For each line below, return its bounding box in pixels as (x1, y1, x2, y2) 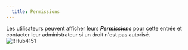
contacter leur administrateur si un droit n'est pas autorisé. (6, 31, 150, 38)
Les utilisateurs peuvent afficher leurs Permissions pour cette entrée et (6, 25, 182, 32)
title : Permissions (11, 8, 60, 15)
